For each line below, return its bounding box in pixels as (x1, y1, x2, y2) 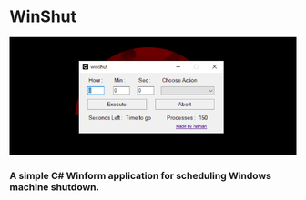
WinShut (9, 6, 77, 27)
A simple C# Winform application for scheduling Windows (9, 169, 271, 182)
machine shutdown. (9, 180, 100, 193)
